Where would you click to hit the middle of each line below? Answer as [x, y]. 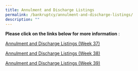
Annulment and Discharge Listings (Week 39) [53, 63]
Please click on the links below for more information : [63, 34]
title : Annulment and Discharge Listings [50, 10]
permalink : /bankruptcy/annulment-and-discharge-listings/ [69, 15]
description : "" [22, 19]
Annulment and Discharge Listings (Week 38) [53, 53]
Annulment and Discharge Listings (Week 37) [53, 44]
